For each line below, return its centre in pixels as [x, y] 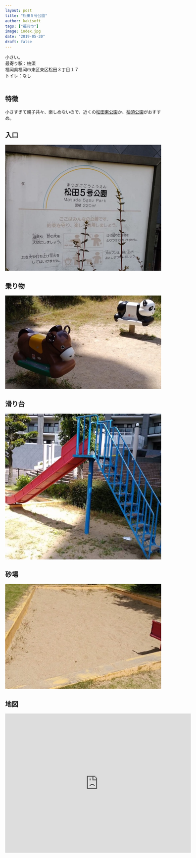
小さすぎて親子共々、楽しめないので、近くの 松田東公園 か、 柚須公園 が [77, 112]
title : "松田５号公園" [26, 16]
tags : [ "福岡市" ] [22, 26]
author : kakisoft [23, 21]
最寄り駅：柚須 [20, 63]
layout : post [19, 10]
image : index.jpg [23, 31]
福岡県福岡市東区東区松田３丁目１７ [42, 69]
